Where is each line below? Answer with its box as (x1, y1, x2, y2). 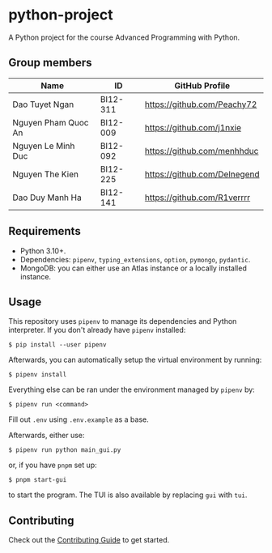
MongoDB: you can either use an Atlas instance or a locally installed (19, 263, 247, 273)
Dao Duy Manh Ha (12, 192, 83, 203)
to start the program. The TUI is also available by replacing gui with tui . (8, 490, 248, 500)
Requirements (8, 224, 81, 238)
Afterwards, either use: (8, 431, 85, 440)
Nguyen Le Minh (12, 140, 75, 151)
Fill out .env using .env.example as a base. (8, 415, 150, 424)
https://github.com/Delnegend (144, 168, 260, 180)
